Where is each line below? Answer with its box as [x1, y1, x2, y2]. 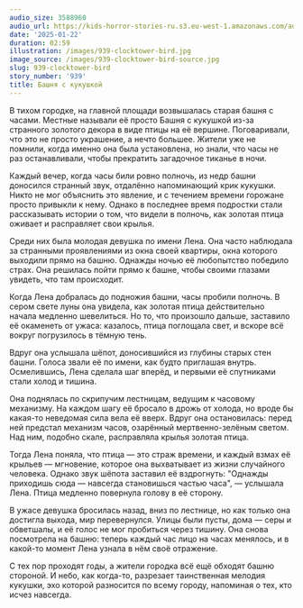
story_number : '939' [9, 72, 87, 81]
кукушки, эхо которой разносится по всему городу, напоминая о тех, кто [9, 579, 293, 590]
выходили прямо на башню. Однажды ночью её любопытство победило [9, 254, 289, 266]
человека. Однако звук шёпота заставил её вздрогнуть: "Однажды [9, 467, 269, 478]
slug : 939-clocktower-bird [9, 64, 111, 73]
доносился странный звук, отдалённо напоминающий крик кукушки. [9, 179, 277, 190]
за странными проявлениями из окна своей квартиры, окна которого [9, 245, 278, 256]
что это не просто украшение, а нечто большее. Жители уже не [9, 133, 256, 144]
